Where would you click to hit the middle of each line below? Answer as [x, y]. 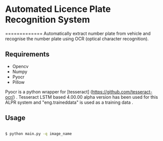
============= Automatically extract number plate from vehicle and [78, 33]
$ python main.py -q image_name [38, 134]
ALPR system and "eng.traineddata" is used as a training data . [69, 102]
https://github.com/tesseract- [122, 92]
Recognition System [48, 20]
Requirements [27, 54]
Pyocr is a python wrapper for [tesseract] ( [49, 92]
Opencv [20, 66]
